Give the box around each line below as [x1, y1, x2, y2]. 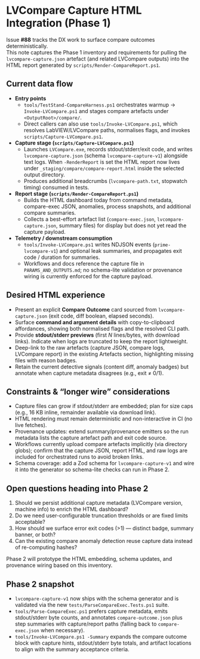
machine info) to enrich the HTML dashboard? [14, 506, 128, 513]
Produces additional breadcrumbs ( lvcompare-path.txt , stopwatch [23, 177, 188, 184]
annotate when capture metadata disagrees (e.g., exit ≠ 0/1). [14, 369, 164, 377]
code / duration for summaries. [23, 254, 100, 261]
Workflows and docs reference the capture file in [23, 260, 144, 267]
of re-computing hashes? [14, 544, 78, 551]
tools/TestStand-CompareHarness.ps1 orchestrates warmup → [23, 101, 176, 108]
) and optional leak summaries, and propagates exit [56, 247, 182, 254]
